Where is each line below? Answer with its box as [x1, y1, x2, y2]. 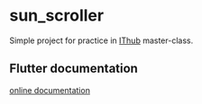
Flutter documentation [9, 61, 138, 76]
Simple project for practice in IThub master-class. [9, 35, 194, 46]
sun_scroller [9, 5, 105, 26]
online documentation [9, 84, 90, 95]
